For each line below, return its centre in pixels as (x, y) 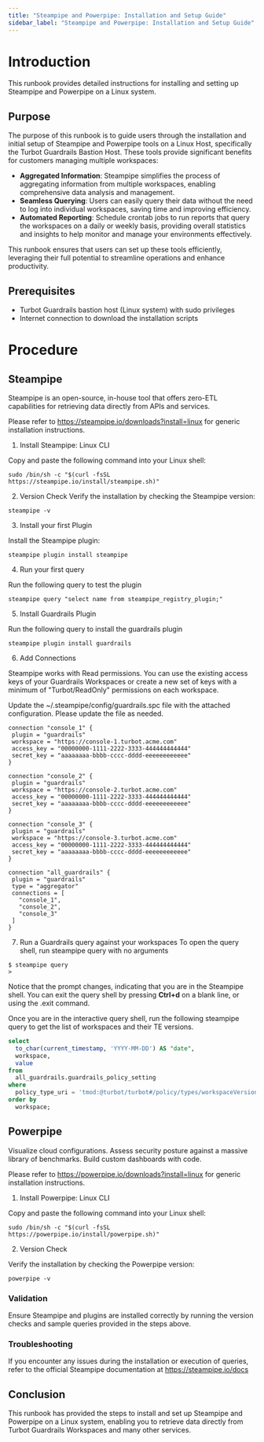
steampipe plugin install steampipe (68, 555)
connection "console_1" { (50, 728)
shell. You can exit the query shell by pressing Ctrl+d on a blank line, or (124, 995)
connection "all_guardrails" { (59, 873)
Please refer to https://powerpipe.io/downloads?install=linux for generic (125, 1174)
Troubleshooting (40, 1344)
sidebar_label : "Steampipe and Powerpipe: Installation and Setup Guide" (132, 23)
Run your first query (52, 570)
